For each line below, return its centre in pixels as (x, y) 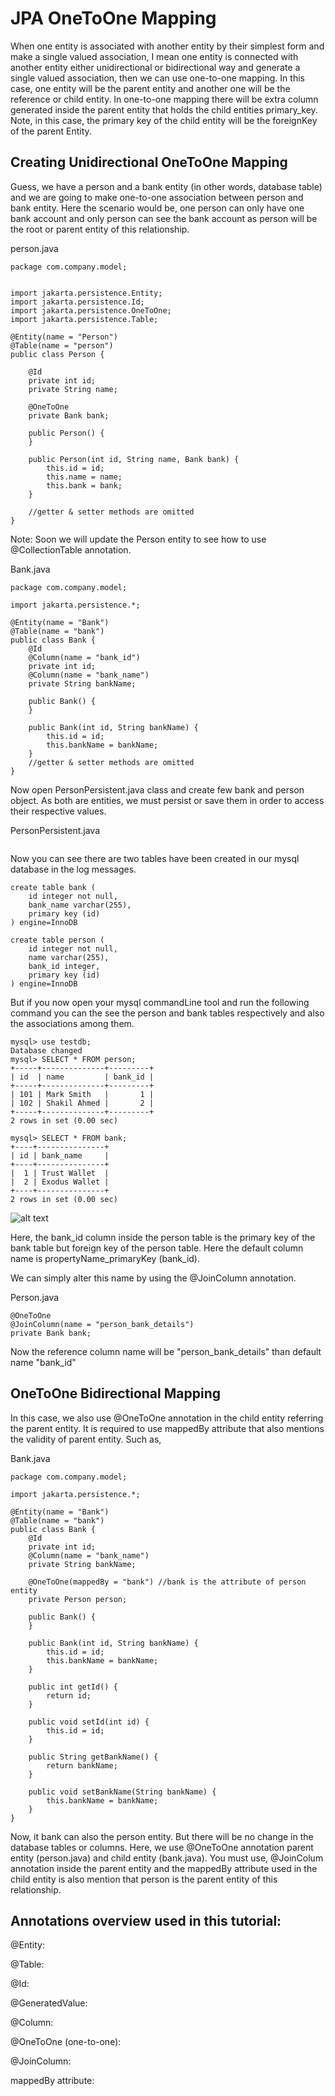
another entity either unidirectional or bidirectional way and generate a (155, 67)
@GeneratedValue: (49, 2003)
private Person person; (78, 1599)
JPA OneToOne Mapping (113, 18)
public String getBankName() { (93, 1757)
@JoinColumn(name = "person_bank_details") (102, 1324)
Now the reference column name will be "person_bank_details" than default (166, 1351)
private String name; (73, 389)
